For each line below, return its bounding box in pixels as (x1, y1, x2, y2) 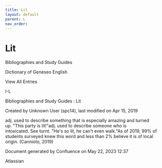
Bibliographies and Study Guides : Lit (5, 98, 81, 104)
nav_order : (5, 21, 28, 26)
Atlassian (5, 158, 24, 164)
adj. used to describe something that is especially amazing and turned (5, 117, 150, 123)
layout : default (5, 12, 39, 17)
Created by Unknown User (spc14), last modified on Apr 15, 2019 (5, 108, 138, 114)
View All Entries (5, 78, 37, 85)
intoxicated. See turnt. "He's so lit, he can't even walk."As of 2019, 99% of (5, 128, 157, 134)
